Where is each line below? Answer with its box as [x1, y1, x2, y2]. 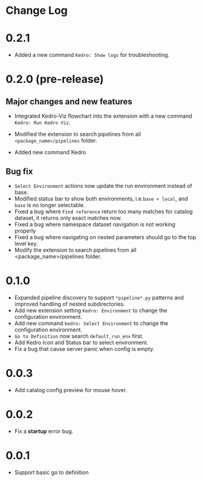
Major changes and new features [5, 96, 132, 106]
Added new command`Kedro [14, 149, 86, 156]
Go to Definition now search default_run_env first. [14, 332, 144, 339]
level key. [14, 240, 38, 247]
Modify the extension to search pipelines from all [14, 246, 137, 254]
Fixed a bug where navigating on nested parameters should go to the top [14, 233, 197, 240]
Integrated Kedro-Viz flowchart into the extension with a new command [14, 112, 192, 120]
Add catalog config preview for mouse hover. [14, 386, 128, 393]
